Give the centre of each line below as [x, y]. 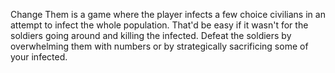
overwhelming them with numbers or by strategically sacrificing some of [159, 46]
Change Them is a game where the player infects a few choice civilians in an [168, 14]
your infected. [39, 57]
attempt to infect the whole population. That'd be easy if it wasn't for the [159, 25]
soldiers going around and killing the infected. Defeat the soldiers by [151, 35]
